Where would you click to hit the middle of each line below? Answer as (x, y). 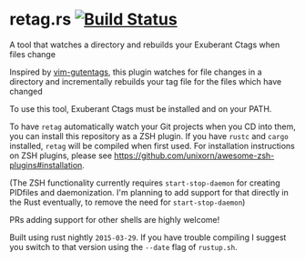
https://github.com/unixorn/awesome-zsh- (194, 156)
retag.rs (41, 20)
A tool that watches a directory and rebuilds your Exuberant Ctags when (145, 45)
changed (26, 91)
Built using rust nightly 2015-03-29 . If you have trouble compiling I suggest (148, 237)
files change (33, 54)
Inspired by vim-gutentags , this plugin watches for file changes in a (136, 72)
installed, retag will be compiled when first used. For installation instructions (152, 146)
